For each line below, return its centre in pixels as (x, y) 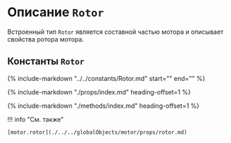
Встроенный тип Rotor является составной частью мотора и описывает (115, 32)
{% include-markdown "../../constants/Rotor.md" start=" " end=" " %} (106, 78)
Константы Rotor (46, 62)
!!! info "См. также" (36, 119)
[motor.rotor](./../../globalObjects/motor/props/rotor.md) (98, 132)
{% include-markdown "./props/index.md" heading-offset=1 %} (99, 92)
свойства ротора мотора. (46, 39)
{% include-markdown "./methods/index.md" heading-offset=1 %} (104, 106)
